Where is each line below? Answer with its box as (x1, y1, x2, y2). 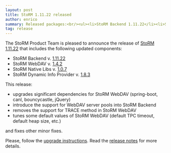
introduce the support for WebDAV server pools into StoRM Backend (12, 102, 157, 108)
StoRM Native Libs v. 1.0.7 (12, 66, 67, 72)
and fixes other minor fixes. (5, 128, 63, 134)
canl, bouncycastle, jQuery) (12, 97, 71, 103)
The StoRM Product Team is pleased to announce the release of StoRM (5, 40, 155, 46)
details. (5, 143, 21, 149)
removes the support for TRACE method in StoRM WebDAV (12, 107, 136, 113)
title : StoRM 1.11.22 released (5, 12, 72, 17)
